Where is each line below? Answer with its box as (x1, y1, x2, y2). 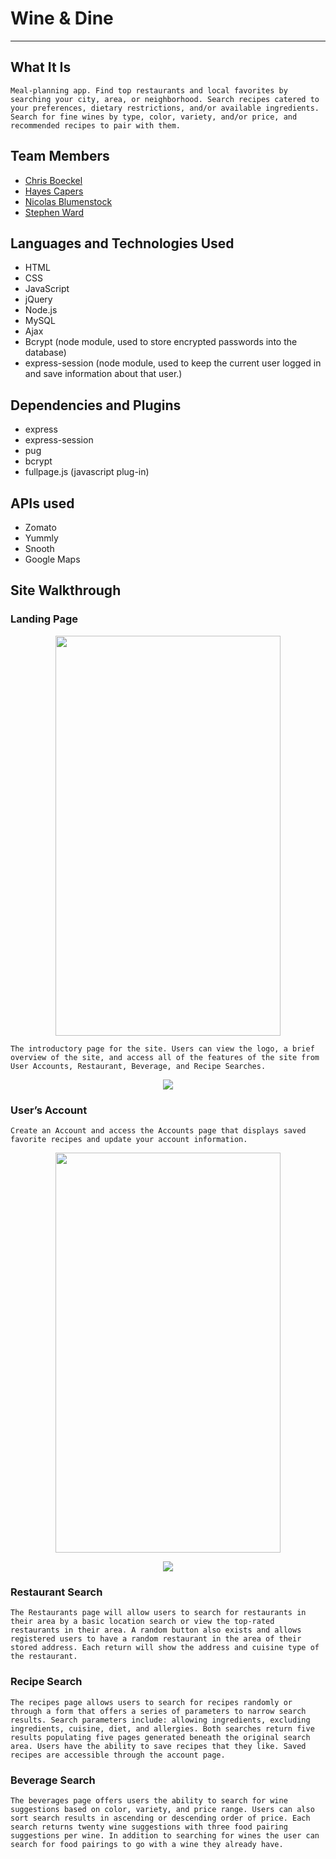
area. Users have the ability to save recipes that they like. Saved (10, 1741, 307, 1751)
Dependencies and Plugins (10, 397, 182, 414)
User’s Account (10, 1103, 88, 1117)
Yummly (24, 532, 59, 544)
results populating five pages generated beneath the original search (10, 1732, 311, 1742)
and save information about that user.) (24, 368, 183, 380)
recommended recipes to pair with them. (10, 120, 182, 131)
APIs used (10, 495, 75, 512)
